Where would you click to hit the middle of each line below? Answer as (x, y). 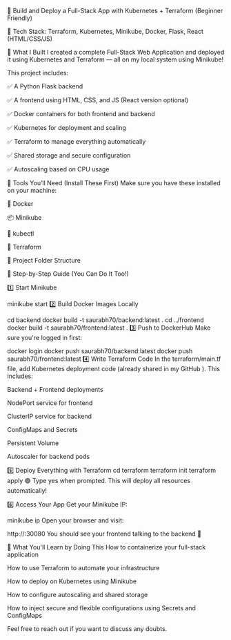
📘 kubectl (21, 234)
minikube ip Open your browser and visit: (66, 520)
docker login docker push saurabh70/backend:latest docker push (100, 351)
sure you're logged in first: (45, 338)
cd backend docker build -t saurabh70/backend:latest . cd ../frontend (106, 320)
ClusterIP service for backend (49, 416)
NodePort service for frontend (50, 403)
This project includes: (38, 73)
